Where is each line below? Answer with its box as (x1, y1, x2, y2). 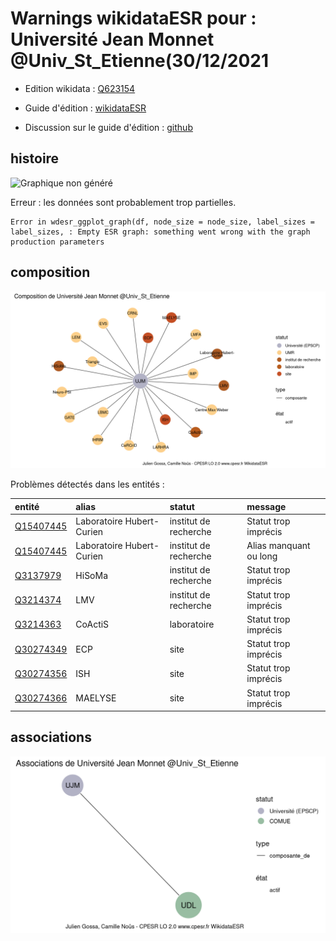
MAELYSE (75, 692, 117, 704)
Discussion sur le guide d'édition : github (24, 121, 193, 133)
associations (10, 729, 92, 746)
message (246, 500, 287, 512)
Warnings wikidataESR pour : (10, 7, 257, 30)
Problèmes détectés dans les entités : (10, 478, 165, 491)
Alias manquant (246, 540, 311, 552)
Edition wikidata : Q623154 (24, 82, 136, 94)
